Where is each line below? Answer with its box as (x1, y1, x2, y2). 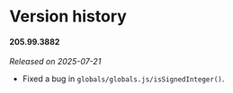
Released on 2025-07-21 (9, 56, 102, 67)
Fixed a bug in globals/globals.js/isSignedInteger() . (22, 73, 225, 84)
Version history (9, 6, 128, 27)
